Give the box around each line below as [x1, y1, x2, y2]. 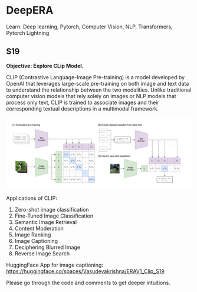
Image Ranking [14, 231, 51, 238]
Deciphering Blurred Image [14, 244, 81, 251]
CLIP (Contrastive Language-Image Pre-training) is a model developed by [6, 73, 185, 80]
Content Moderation [14, 225, 64, 232]
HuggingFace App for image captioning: [6, 261, 103, 269]
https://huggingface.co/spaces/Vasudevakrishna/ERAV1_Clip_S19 [6, 268, 165, 275]
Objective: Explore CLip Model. [6, 62, 84, 69]
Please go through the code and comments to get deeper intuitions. [6, 279, 170, 287]
